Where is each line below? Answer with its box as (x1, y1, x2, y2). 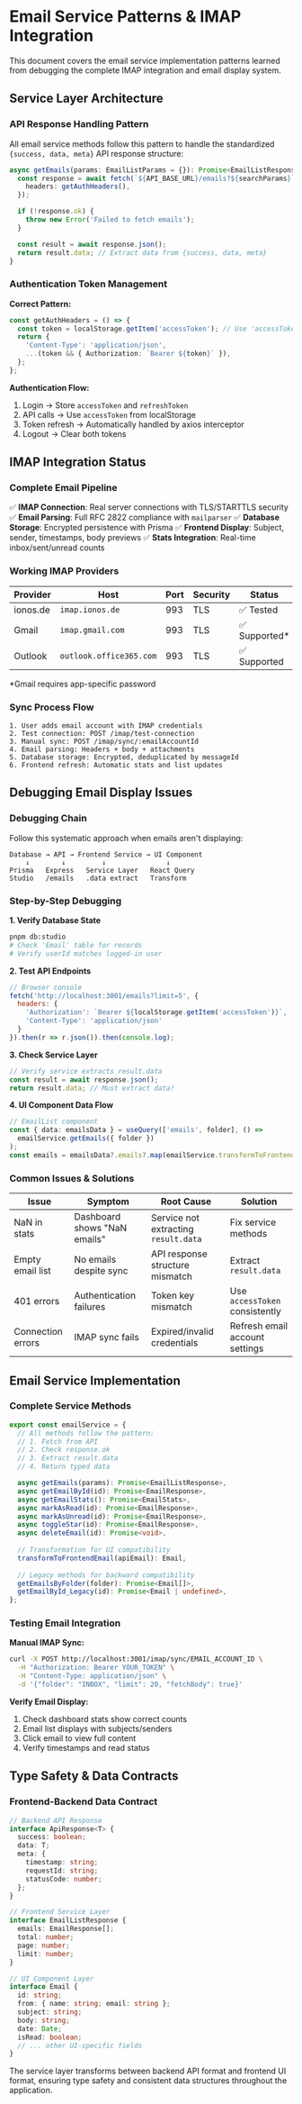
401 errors (13, 1295, 60, 1308)
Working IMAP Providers (9, 565, 120, 577)
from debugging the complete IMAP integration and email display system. (9, 65, 281, 76)
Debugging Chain (9, 812, 87, 825)
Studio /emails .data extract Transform (9, 874, 187, 883)
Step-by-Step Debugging (9, 894, 122, 907)
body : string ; (17, 2016, 70, 2025)
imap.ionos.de (59, 604, 120, 614)
